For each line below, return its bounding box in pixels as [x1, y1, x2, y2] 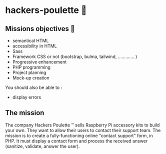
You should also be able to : [5, 84, 62, 90]
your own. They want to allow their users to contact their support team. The [5, 127, 161, 133]
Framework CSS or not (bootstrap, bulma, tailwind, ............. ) [12, 53, 137, 59]
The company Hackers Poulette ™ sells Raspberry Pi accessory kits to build [5, 122, 160, 128]
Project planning [12, 69, 46, 75]
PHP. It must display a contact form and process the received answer [5, 137, 148, 144]
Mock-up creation [12, 75, 49, 80]
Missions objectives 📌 [5, 24, 75, 33]
